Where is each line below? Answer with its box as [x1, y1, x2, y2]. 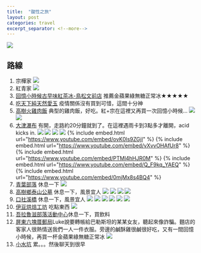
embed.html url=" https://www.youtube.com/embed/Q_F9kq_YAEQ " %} [15, 161, 190, 168]
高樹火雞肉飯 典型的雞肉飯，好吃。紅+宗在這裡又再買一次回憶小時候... [15, 107, 188, 114]
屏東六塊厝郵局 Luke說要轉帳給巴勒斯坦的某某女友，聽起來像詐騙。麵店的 [15, 218, 196, 225]
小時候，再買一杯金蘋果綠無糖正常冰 [15, 233, 105, 240]
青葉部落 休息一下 [15, 181, 59, 188]
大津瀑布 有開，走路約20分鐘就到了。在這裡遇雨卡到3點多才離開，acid [15, 122, 190, 129]
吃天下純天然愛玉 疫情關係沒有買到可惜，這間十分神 [15, 100, 143, 107]
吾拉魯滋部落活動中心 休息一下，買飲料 [15, 211, 110, 218]
